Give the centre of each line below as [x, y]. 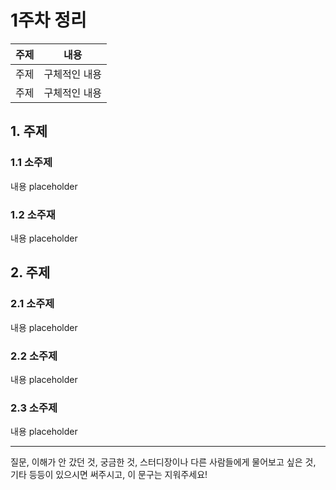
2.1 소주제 [32, 304]
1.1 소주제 [31, 163]
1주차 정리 [48, 20]
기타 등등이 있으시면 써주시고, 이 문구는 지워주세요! [109, 475]
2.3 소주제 [34, 408]
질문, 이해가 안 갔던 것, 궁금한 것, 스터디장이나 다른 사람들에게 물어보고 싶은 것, [163, 462]
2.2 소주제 [34, 356]
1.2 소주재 [33, 214]
